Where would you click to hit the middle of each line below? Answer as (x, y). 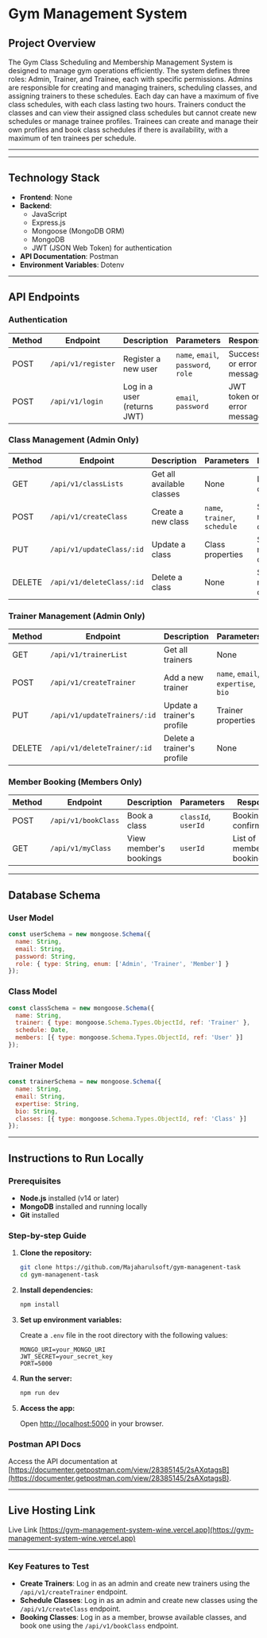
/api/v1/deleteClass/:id (97, 582)
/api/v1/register (83, 363)
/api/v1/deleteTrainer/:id (101, 748)
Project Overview (52, 43)
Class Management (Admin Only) (74, 440)
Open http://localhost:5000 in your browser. (92, 1424)
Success (244, 353)
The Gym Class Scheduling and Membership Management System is (120, 62)
